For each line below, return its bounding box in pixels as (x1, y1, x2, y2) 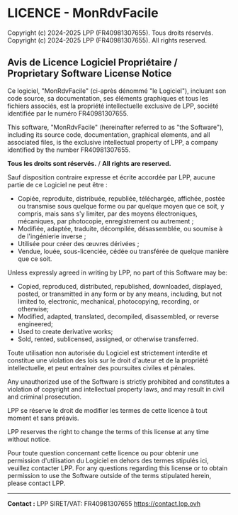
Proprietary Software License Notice (7, 67, 172, 79)
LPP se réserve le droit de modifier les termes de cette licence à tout (7, 406, 208, 414)
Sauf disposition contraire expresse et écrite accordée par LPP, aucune (7, 172, 216, 182)
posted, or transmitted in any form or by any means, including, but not (17, 289, 222, 298)
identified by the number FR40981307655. (7, 145, 131, 154)
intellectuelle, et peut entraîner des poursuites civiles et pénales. (7, 363, 196, 372)
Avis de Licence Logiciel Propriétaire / (7, 57, 178, 69)
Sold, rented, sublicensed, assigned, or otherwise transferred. (17, 335, 199, 343)
